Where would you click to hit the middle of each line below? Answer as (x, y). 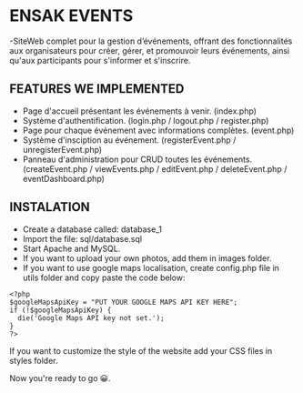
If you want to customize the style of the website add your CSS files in (141, 350)
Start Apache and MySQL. (71, 248)
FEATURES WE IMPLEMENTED (97, 89)
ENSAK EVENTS (71, 16)
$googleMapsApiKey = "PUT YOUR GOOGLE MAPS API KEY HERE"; (124, 302)
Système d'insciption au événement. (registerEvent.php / (129, 140)
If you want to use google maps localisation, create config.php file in (151, 267)
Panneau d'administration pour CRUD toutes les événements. (137, 159)
